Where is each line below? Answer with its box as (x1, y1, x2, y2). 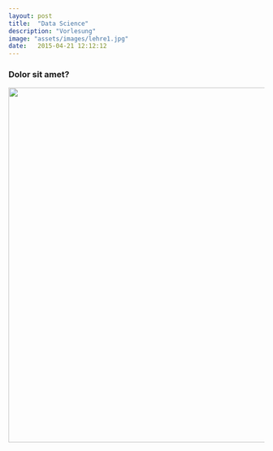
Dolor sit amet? (8, 69, 70, 80)
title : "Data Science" (8, 19, 89, 28)
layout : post (8, 11, 53, 20)
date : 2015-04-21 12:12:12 (8, 42, 107, 50)
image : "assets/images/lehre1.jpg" (8, 34, 129, 43)
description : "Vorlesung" (8, 27, 96, 35)
